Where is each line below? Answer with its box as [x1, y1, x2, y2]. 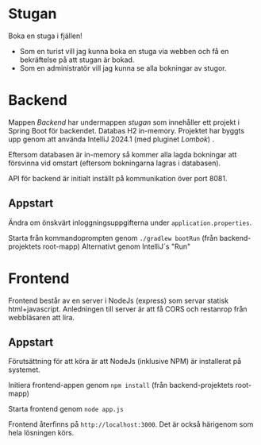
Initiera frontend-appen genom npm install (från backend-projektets [8, 381, 234, 390]
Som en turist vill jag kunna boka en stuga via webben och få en [19, 46, 229, 56]
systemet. [8, 365, 41, 374]
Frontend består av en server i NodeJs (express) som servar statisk [8, 296, 228, 305]
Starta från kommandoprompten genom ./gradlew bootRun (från [8, 233, 218, 242]
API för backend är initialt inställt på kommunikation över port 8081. [8, 173, 228, 183]
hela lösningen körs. [8, 428, 75, 438]
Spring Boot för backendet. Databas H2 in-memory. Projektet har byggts [8, 126, 244, 135]
